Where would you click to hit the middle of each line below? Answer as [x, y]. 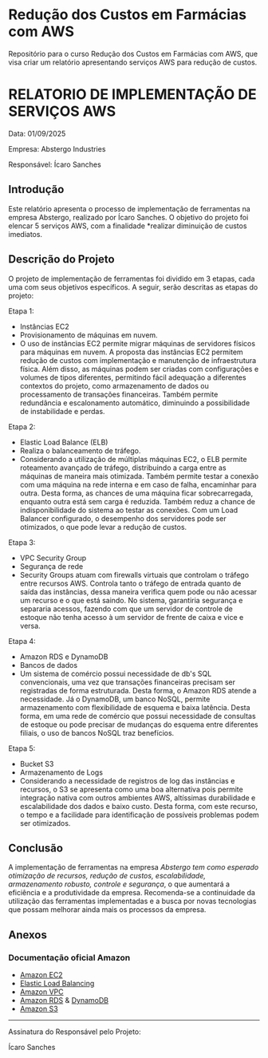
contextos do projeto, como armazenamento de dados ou [114, 385]
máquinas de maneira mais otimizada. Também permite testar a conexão [139, 476]
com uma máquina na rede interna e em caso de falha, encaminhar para [138, 484]
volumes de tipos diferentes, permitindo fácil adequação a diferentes [133, 377]
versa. [30, 626]
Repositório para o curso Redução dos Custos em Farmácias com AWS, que [133, 53]
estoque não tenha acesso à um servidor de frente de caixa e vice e [132, 617]
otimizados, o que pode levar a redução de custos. [103, 527]
